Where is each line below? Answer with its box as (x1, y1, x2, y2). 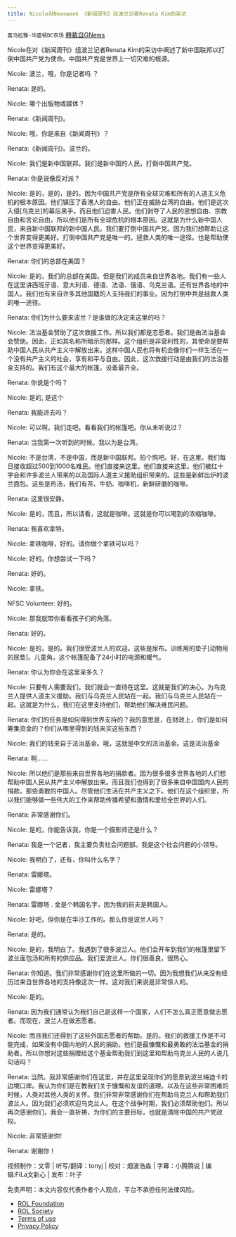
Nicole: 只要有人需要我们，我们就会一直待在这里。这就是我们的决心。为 (7, 682, 214, 691)
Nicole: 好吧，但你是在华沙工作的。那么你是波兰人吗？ (7, 915, 165, 923)
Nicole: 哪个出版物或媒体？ (7, 99, 85, 108)
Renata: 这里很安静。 (7, 494, 68, 503)
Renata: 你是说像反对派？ (7, 174, 81, 182)
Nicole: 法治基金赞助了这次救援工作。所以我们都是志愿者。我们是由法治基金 (7, 328, 226, 337)
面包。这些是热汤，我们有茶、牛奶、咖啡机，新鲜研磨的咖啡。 (13, 479, 192, 488)
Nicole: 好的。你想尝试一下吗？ (7, 554, 97, 563)
